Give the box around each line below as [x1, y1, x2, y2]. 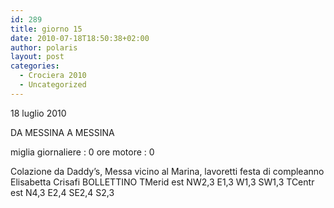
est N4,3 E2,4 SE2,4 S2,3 [10, 186, 115, 198]
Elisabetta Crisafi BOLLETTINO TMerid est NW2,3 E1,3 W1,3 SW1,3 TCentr [10, 176, 315, 188]
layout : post [10, 52, 65, 62]
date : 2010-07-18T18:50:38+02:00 [10, 33, 150, 43]
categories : [10, 61, 60, 71]
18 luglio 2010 [10, 107, 67, 119]
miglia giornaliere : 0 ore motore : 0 [10, 146, 155, 158]
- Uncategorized [19, 80, 87, 90]
